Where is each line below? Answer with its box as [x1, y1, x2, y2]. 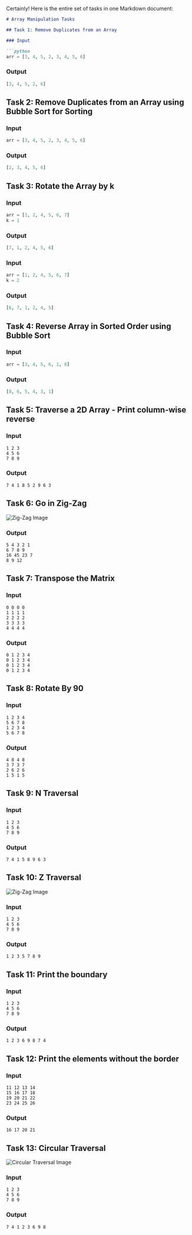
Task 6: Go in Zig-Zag [6, 499, 87, 509]
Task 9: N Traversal [6, 788, 79, 798]
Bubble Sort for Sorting [6, 106, 93, 117]
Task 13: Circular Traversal [6, 1143, 106, 1153]
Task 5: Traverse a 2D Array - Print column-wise [6, 405, 187, 415]
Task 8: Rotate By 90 [6, 683, 84, 693]
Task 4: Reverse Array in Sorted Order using [6, 321, 171, 331]
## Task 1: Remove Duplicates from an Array [6, 26, 117, 33]
